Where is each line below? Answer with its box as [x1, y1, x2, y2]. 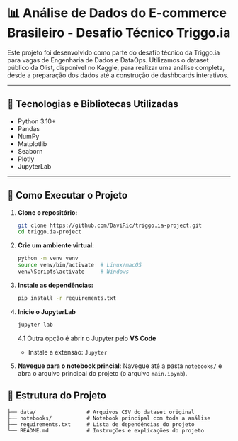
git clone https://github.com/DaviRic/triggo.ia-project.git [17, 222, 203, 229]
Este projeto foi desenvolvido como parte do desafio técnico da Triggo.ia [7, 48, 220, 57]
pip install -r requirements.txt [17, 294, 117, 301]
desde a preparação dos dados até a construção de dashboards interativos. [7, 71, 229, 79]
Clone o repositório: [17, 208, 78, 216]
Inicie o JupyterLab [17, 307, 76, 316]
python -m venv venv [17, 255, 79, 262]
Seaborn [17, 147, 43, 155]
